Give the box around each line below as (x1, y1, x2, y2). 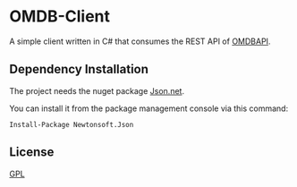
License (9, 145, 55, 160)
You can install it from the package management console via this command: (9, 103, 289, 114)
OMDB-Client (9, 6, 110, 27)
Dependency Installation (9, 62, 149, 77)
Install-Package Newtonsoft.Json (9, 120, 134, 129)
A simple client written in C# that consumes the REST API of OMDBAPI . (9, 36, 271, 47)
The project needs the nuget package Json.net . (9, 85, 185, 96)
